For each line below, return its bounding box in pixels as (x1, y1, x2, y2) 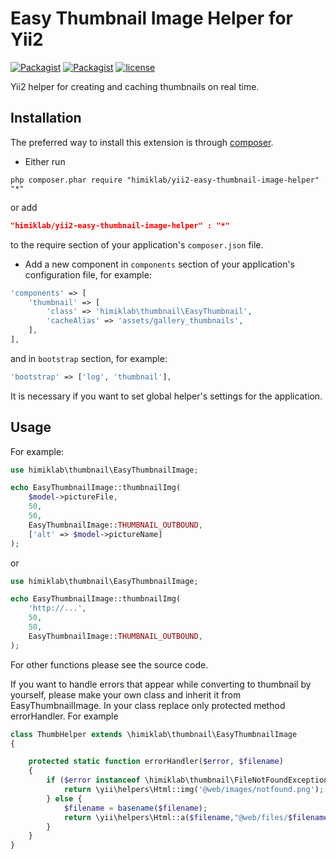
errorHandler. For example (10, 710, 119, 722)
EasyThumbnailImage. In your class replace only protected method (10, 699, 286, 711)
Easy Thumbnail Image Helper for (10, 7, 294, 30)
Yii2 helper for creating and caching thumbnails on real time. (10, 80, 260, 92)
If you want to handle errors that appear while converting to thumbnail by (10, 678, 312, 690)
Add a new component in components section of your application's (24, 258, 296, 270)
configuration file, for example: (24, 268, 152, 281)
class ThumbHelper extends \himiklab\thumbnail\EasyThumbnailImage (10, 729, 298, 739)
